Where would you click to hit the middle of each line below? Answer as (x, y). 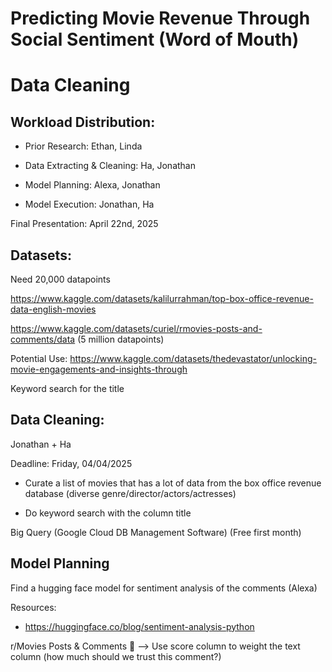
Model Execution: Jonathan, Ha (89, 204)
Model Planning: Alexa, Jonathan (92, 185)
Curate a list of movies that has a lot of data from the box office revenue (173, 483)
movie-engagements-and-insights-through (99, 369)
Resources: (33, 607)
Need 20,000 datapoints (60, 279)
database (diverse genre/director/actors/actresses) (130, 493)
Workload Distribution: (83, 122)
